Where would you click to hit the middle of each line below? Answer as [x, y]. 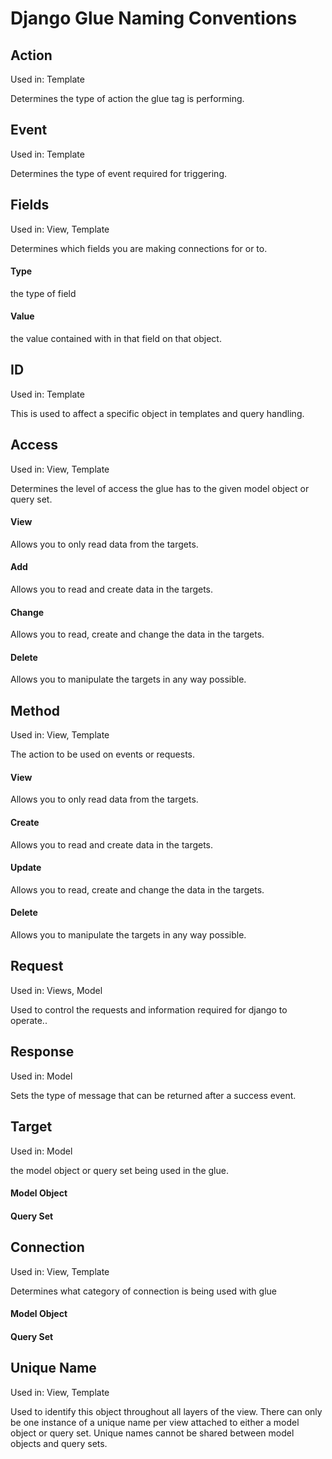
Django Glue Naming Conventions [154, 18]
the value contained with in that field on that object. [116, 339]
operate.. [29, 1020]
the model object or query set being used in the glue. [119, 1170]
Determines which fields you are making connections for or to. [139, 248]
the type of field [43, 293]
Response [42, 1052]
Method [35, 710]
